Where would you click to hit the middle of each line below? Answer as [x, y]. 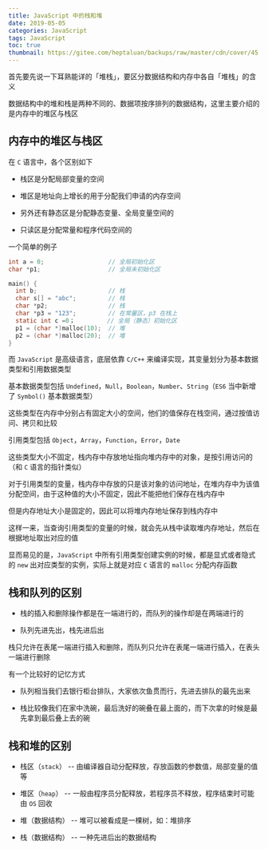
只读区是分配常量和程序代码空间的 [76, 229]
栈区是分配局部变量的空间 [62, 179]
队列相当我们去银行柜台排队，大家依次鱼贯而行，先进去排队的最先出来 [135, 691]
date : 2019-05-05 [37, 23]
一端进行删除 [29, 657]
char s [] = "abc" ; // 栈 [70, 299]
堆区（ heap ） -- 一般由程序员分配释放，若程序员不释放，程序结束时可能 [137, 793]
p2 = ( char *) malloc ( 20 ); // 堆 [70, 335]
